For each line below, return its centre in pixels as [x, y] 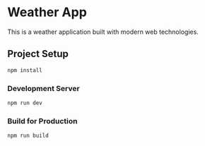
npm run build [28, 136]
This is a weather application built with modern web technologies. [103, 32]
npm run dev [25, 103]
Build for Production [42, 121]
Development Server [43, 88]
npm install [25, 70]
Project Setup [38, 54]
